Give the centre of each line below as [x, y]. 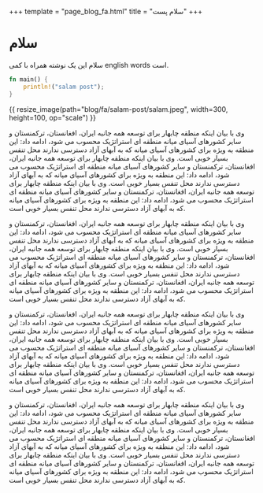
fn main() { [28, 79]
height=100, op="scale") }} [53, 117]
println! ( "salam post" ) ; [64, 87]
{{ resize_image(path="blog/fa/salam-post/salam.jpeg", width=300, [119, 109]
